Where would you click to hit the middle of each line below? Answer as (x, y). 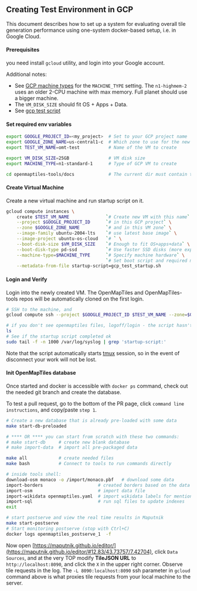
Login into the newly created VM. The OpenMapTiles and (75, 292)
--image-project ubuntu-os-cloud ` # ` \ (69, 239)
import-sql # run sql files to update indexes (95, 502)
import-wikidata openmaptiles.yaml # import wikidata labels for (89, 496)
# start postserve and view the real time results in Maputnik (85, 518)
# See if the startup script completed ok (59, 336)
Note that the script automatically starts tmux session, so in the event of (93, 353)
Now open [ (20, 545)
